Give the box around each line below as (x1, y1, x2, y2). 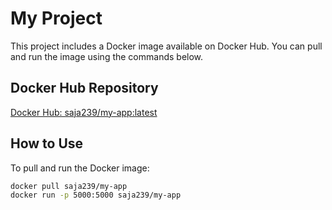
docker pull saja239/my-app (10, 181, 128, 191)
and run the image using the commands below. (10, 50, 204, 62)
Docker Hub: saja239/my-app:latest (10, 106, 158, 118)
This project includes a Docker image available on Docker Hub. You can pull (10, 40, 323, 52)
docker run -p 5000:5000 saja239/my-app (10, 190, 182, 201)
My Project (10, 7, 103, 30)
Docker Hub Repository (10, 80, 159, 97)
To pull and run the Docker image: (10, 162, 150, 174)
